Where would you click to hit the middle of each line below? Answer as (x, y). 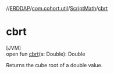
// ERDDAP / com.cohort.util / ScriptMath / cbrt (57, 8)
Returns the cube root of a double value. (54, 65)
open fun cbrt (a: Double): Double (46, 54)
